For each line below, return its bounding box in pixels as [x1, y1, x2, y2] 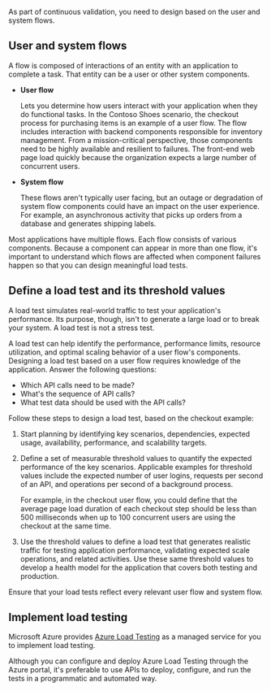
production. [19, 571, 59, 580]
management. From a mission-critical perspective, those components [19, 135, 253, 145]
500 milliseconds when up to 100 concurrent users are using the [19, 512, 236, 522]
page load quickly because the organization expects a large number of [19, 152, 257, 162]
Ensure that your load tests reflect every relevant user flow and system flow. [8, 587, 263, 597]
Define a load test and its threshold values [8, 284, 226, 298]
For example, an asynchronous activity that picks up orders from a [19, 210, 243, 219]
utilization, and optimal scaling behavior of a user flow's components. [8, 347, 241, 357]
